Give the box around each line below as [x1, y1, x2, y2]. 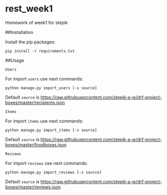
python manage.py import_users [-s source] [5, 85, 97, 90]
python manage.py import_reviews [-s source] [5, 169, 101, 175]
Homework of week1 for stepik [5, 19, 68, 25]
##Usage [5, 57, 24, 63]
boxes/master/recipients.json [5, 99, 65, 105]
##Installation [5, 29, 33, 35]
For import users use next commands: [5, 75, 83, 81]
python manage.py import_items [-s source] [5, 127, 97, 132]
